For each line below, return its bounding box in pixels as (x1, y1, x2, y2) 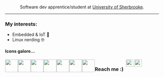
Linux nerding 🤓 (12, 37, 45, 43)
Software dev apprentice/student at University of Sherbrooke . (20, 4, 144, 10)
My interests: (5, 20, 38, 27)
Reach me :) (95, 66, 123, 73)
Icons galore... (5, 48, 35, 54)
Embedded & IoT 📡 (12, 31, 50, 38)
